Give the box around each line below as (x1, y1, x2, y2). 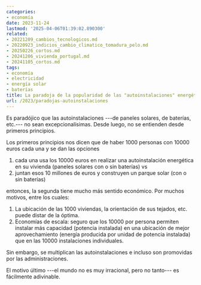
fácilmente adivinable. (6, 273, 61, 280)
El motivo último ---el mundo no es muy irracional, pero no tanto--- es (6, 266, 179, 274)
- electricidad (6, 75, 44, 81)
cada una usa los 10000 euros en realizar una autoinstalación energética (14, 156, 194, 163)
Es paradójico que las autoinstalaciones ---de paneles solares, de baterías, (6, 114, 191, 122)
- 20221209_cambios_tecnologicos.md (6, 37, 98, 43)
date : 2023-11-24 (6, 20, 50, 26)
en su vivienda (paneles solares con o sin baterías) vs (14, 163, 148, 170)
